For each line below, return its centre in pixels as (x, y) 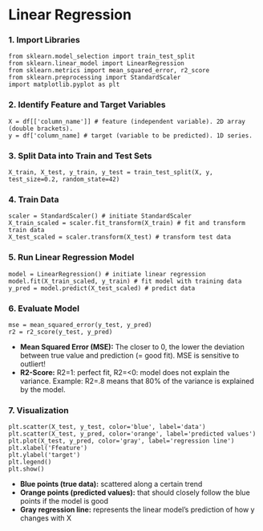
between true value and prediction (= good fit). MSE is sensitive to (129, 355)
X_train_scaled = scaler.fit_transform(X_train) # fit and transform (127, 223)
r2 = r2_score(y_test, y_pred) (61, 332)
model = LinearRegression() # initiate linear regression (107, 274)
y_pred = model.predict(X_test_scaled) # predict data (102, 288)
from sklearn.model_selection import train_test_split (102, 57)
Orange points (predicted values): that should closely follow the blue (135, 492)
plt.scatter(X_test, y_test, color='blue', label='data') (107, 427)
